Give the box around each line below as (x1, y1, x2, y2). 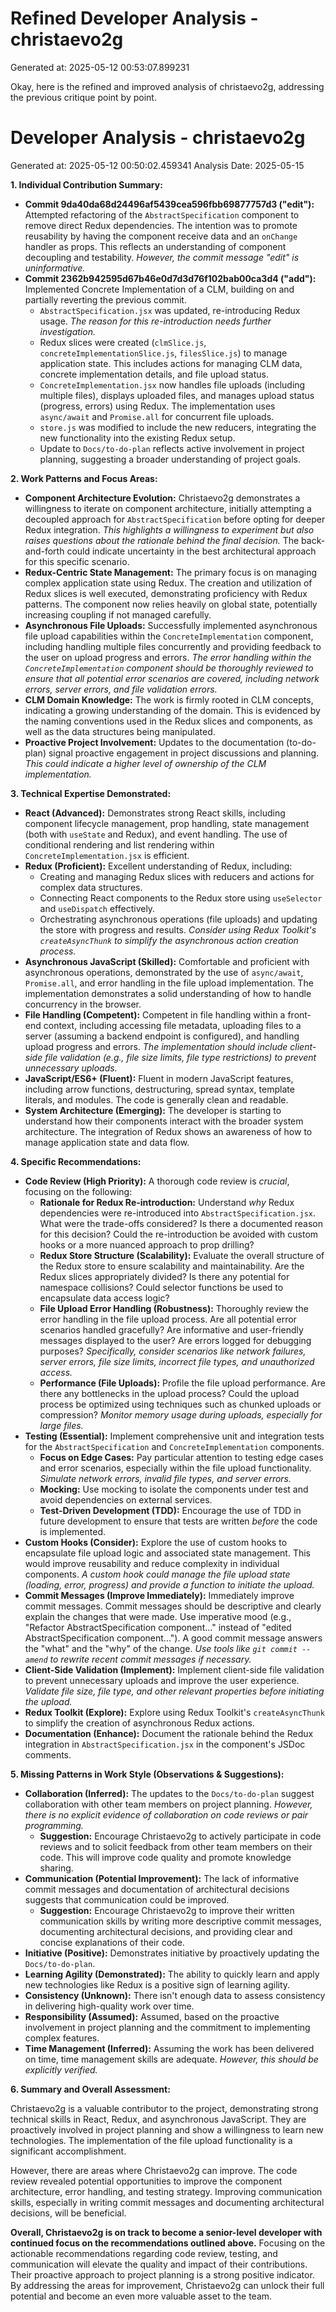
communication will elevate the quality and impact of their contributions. (10, 2258, 308, 2270)
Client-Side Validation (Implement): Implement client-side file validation (24, 1663, 325, 1676)
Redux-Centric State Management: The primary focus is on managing (24, 566, 318, 578)
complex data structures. (39, 881, 143, 893)
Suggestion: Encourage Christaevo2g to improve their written (39, 1904, 295, 1916)
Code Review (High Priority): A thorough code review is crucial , (24, 1175, 290, 1187)
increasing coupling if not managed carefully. (24, 608, 212, 621)
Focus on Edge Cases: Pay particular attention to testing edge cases (39, 1451, 324, 1463)
